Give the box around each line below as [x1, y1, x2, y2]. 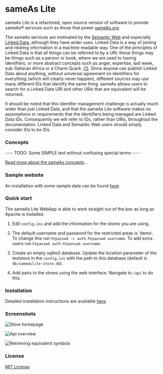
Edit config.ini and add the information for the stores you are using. [12, 221, 150, 227]
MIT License [5, 364, 30, 370]
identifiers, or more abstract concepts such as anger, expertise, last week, [5, 60, 154, 66]
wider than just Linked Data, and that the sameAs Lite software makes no [5, 106, 151, 112]
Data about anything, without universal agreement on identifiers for [5, 70, 140, 76]
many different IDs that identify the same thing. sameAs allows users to [5, 81, 147, 86]
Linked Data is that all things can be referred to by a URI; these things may [5, 50, 154, 56]
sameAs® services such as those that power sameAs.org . [5, 24, 120, 30]
